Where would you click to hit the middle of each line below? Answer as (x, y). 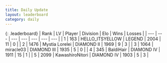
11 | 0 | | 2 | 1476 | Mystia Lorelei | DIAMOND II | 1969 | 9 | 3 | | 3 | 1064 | (79, 44)
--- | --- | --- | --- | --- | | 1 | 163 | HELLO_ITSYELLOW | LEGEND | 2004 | (86, 39)
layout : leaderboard (27, 15)
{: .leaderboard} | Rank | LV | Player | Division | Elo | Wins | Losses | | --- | (81, 34)
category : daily (22, 19)
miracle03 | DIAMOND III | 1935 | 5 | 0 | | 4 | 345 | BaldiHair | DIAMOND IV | (83, 50)
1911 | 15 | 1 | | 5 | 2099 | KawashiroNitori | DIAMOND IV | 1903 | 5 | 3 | (77, 55)
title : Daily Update (27, 10)
